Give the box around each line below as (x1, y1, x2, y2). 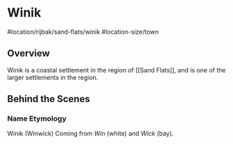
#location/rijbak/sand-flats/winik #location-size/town (7, 28, 159, 36)
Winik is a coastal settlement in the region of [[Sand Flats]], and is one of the (7, 65, 226, 74)
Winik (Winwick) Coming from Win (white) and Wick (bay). (7, 130, 174, 138)
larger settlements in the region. (7, 73, 98, 81)
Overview (7, 48, 51, 59)
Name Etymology (7, 114, 67, 123)
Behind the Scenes (7, 93, 90, 105)
